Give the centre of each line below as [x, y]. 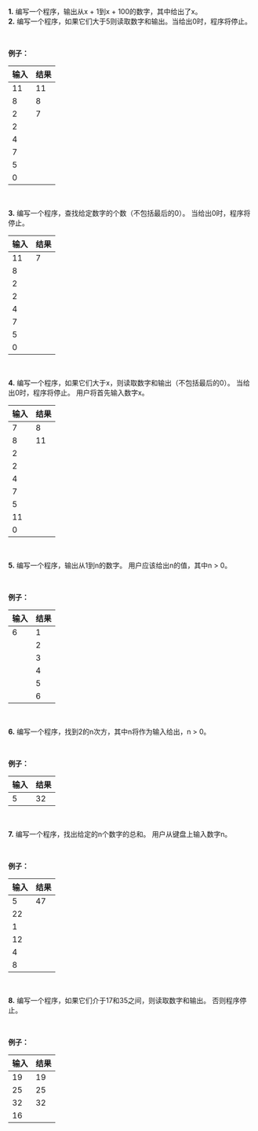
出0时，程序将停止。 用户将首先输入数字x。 [78, 392]
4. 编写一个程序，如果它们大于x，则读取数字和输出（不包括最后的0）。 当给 [129, 383]
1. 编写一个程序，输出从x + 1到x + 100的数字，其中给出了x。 [105, 11]
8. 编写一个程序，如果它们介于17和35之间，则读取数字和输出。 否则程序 [124, 1000]
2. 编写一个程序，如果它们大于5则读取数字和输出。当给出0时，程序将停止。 [130, 21]
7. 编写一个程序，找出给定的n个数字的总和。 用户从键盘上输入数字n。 [120, 834]
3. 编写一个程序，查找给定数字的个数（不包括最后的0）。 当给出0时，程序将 [129, 213]
